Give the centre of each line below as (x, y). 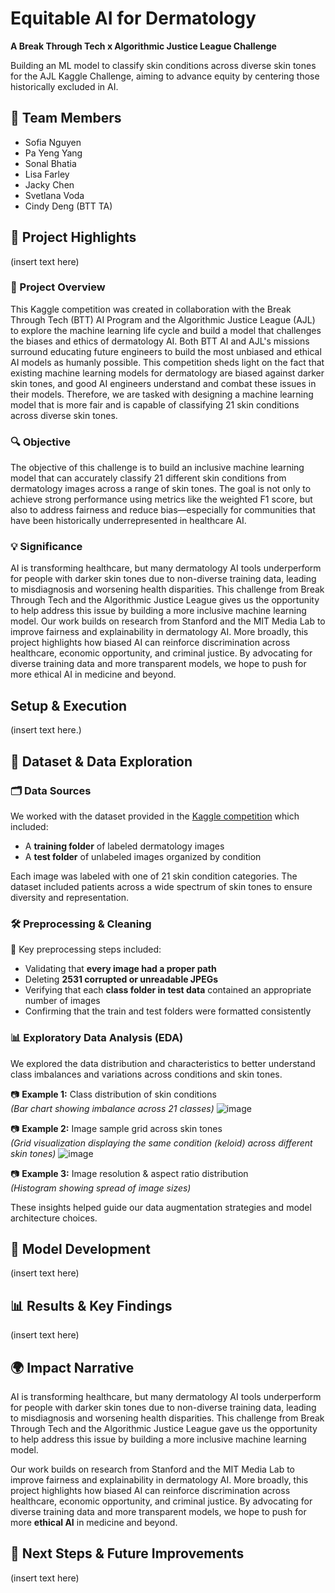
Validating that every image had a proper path (120, 969)
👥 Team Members (66, 118)
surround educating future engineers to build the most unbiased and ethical (166, 351)
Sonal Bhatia (50, 163)
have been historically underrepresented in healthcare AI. (128, 521)
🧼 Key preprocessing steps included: (86, 949)
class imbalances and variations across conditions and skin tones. (146, 1074)
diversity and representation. (70, 897)
